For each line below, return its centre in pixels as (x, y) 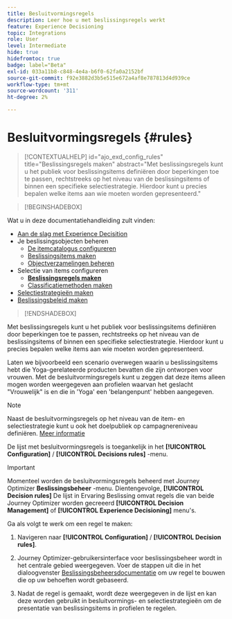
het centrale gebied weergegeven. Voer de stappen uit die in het (109, 565)
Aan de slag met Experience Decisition (72, 233)
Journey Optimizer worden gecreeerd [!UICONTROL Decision (96, 503)
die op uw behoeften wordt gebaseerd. (73, 580)
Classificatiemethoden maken (70, 285)
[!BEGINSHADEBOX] (53, 207)
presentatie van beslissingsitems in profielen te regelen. (97, 608)
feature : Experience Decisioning (55, 26)
